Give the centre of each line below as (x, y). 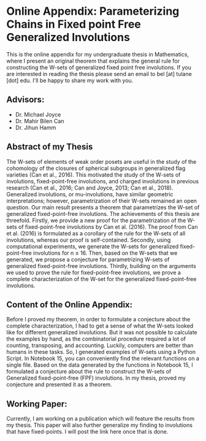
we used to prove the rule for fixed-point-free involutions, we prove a (93, 272)
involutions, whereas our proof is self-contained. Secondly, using (89, 240)
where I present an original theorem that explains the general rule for (93, 61)
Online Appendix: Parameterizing (93, 11)
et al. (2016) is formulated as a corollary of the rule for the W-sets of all (96, 233)
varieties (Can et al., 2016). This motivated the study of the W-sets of (93, 174)
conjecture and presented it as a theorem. (59, 385)
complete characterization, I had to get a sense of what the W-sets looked (100, 326)
